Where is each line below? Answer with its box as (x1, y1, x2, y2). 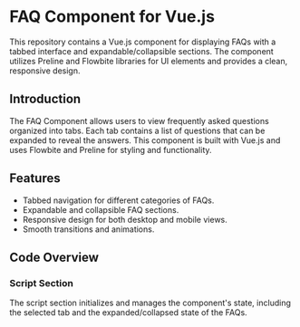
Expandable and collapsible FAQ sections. (22, 204, 179, 215)
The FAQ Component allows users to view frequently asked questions (9, 115, 269, 126)
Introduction (9, 91, 82, 107)
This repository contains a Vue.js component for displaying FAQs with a (9, 36, 276, 47)
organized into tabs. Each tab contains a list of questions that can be (9, 125, 266, 136)
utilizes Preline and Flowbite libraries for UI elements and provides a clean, (9, 55, 288, 66)
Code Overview (9, 249, 100, 264)
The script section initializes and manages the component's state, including (9, 297, 292, 309)
